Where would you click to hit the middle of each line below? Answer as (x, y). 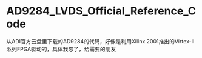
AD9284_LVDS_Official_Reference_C (101, 11)
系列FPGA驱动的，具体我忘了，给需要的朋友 (61, 49)
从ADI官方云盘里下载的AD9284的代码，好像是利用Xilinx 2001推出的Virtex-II (100, 41)
